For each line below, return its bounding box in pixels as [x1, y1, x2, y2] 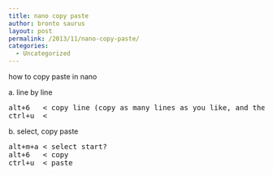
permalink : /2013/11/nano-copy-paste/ [8, 34, 140, 43]
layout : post [8, 27, 53, 35]
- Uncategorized [15, 49, 71, 58]
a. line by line [8, 87, 53, 97]
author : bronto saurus [8, 19, 85, 28]
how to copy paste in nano [8, 72, 97, 81]
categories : [8, 42, 49, 50]
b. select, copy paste [8, 126, 79, 136]
